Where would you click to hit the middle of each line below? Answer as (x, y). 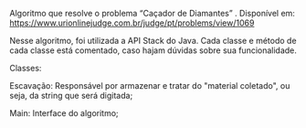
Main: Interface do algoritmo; (64, 113)
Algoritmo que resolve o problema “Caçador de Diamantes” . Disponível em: (152, 13)
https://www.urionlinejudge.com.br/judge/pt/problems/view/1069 (132, 23)
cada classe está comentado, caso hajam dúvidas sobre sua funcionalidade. (153, 50)
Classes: (26, 68)
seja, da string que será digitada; (71, 96)
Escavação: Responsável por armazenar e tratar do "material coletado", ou (150, 85)
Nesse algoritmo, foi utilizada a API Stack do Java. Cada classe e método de (153, 41)
